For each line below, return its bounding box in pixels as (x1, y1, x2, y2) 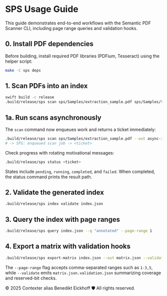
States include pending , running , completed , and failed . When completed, (5, 168, 156, 174)
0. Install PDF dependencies (5, 40, 93, 48)
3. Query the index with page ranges (5, 215, 120, 224)
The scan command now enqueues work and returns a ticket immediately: (5, 127, 156, 133)
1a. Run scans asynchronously (5, 113, 102, 122)
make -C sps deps (5, 68, 41, 73)
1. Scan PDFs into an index (5, 82, 88, 90)
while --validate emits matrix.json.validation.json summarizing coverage (5, 270, 162, 276)
